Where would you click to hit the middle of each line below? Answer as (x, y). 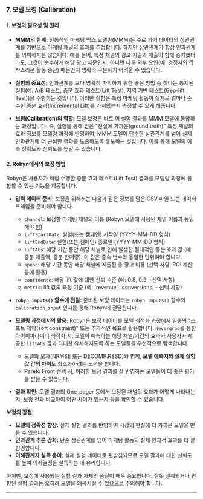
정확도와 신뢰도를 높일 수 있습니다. (62, 149)
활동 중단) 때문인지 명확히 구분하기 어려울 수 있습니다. (99, 70)
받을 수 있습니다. (50, 379)
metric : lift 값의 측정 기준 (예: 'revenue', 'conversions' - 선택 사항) (103, 287)
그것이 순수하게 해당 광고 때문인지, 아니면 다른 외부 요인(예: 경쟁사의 (108, 62)
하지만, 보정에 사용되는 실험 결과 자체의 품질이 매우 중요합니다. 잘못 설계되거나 (98, 476)
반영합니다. (28, 448)
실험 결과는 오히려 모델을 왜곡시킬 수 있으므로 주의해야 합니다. (90, 483)
